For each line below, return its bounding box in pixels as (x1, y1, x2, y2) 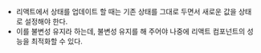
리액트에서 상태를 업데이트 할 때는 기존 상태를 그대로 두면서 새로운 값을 (15, 7, 237, 16)
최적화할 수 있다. (31, 36, 83, 46)
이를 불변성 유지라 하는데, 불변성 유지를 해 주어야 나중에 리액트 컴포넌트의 (15, 27, 246, 36)
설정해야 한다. (24, 17, 68, 26)
